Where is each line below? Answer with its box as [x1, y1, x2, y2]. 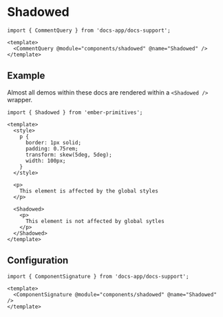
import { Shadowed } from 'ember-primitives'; [7, 108, 143, 116]
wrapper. [7, 95, 33, 104]
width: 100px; [25, 157, 67, 164]
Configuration [7, 255, 69, 267]
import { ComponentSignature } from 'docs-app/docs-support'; [7, 273, 189, 280]
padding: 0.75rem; [25, 145, 78, 152]
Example [7, 70, 45, 81]
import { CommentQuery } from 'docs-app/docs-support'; [7, 27, 171, 34]
